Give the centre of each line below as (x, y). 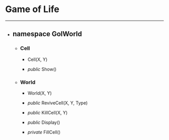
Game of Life (32, 9)
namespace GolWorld (47, 34)
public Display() (44, 122)
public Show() (42, 69)
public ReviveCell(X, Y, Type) (58, 103)
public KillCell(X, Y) (48, 112)
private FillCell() (44, 132)
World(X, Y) (39, 93)
